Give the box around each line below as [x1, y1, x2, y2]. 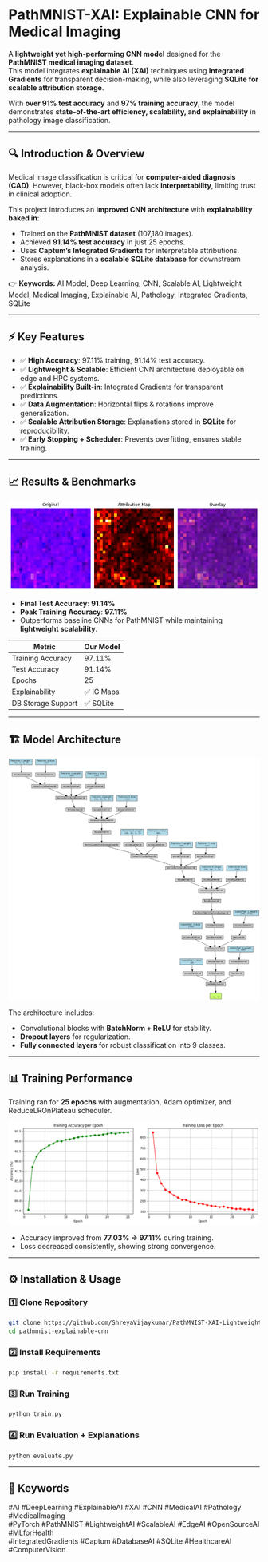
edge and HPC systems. [19, 373, 100, 383]
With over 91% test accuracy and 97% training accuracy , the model [8, 98, 235, 108]
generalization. [19, 408, 69, 418]
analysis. [19, 262, 49, 272]
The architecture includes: [8, 1008, 95, 1017]
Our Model [84, 641, 120, 652]
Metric [33, 641, 56, 652]
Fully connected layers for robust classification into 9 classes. [19, 1040, 226, 1049]
